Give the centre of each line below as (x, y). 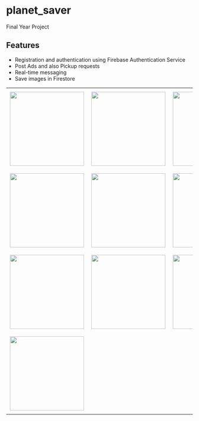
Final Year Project (28, 27)
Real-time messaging (41, 72)
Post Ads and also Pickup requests (57, 66)
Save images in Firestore (45, 78)
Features (23, 45)
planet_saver (39, 10)
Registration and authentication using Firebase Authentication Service (100, 59)
